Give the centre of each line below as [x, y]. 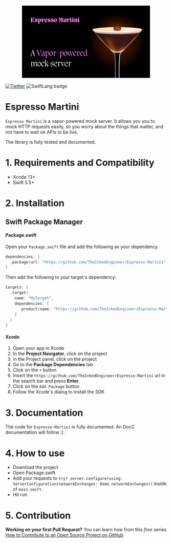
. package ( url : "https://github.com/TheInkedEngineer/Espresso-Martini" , [89, 262]
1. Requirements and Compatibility [80, 163]
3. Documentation [44, 413]
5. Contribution [38, 516]
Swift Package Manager [44, 222]
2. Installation [35, 203]
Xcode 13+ [24, 177]
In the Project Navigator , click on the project [60, 354]
